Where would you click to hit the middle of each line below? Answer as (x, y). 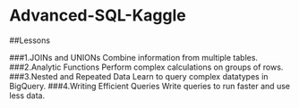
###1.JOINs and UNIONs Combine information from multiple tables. (133, 57)
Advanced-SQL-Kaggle (98, 16)
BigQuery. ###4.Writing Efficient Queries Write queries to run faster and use (150, 86)
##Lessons (30, 40)
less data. (27, 96)
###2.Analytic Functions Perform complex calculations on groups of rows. (146, 67)
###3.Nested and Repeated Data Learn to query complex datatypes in (139, 76)
